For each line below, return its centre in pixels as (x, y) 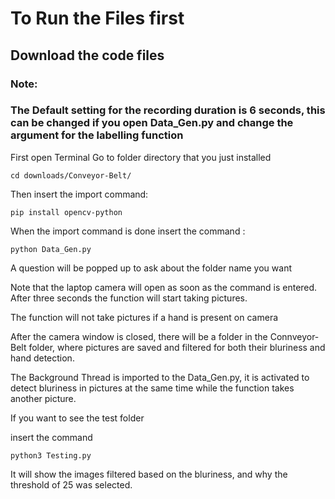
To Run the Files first (97, 18)
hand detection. (42, 358)
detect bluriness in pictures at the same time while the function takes (152, 388)
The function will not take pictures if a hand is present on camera (144, 317)
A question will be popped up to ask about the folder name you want (151, 268)
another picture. (43, 398)
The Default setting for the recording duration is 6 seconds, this (168, 110)
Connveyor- (294, 336)
